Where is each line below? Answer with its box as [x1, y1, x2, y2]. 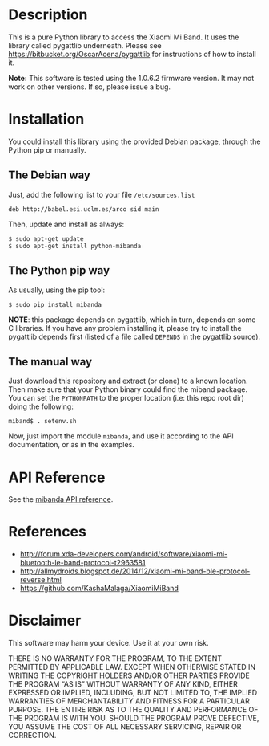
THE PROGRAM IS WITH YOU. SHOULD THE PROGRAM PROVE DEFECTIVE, [8, 713, 259, 724]
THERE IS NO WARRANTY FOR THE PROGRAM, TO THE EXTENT [8, 654, 223, 663]
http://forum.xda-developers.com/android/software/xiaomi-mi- [19, 549, 228, 559]
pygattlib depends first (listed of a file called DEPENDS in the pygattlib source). [8, 332, 261, 341]
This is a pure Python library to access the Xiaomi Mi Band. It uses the [8, 32, 239, 42]
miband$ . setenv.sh [8, 418, 78, 426]
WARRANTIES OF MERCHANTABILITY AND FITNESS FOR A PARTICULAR [8, 696, 250, 706]
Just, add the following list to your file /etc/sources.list [8, 190, 195, 199]
